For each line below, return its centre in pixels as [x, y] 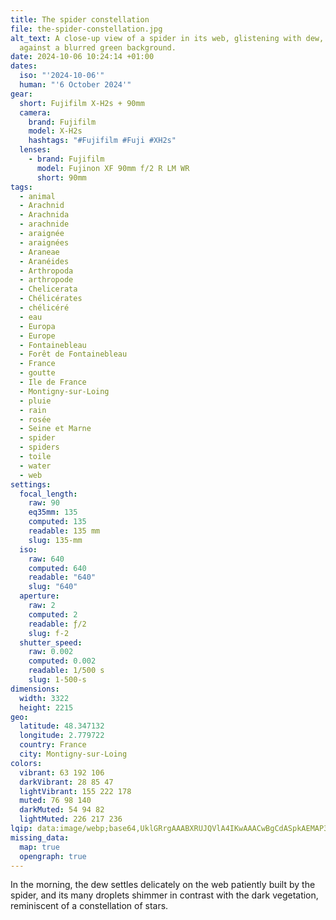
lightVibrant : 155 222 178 [75, 791]
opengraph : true [53, 856]
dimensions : [35, 689]
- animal [37, 196]
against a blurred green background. [98, 47]
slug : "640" [53, 587]
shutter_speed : [51, 642]
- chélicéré [44, 308]
